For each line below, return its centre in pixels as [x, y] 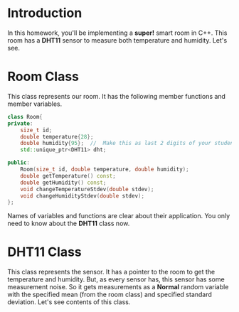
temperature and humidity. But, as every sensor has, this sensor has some [116, 279]
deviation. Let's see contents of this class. [69, 302]
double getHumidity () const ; [63, 183]
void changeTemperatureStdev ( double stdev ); [87, 189]
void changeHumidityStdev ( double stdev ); [82, 196]
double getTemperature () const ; [68, 176]
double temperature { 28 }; [57, 136]
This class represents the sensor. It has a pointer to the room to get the [111, 272]
